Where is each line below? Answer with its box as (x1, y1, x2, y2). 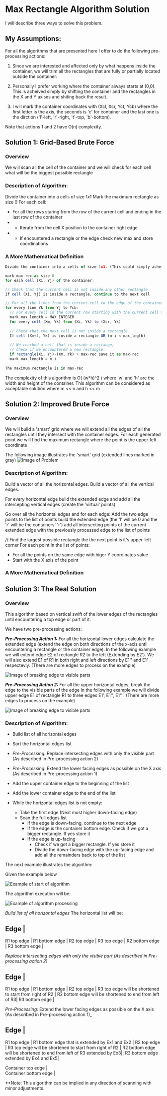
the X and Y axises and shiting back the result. (12, 93, 108, 99)
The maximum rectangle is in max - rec (5, 366, 83, 371)
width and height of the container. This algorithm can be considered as (5, 380, 151, 386)
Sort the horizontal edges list (12, 741, 72, 747)
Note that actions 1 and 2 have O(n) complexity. (5, 123, 102, 129)
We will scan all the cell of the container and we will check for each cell (5, 164, 151, 170)
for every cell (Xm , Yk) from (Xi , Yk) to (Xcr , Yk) (9, 319, 121, 324)
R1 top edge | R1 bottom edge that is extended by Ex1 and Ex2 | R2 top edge (5, 1039, 161, 1045)
